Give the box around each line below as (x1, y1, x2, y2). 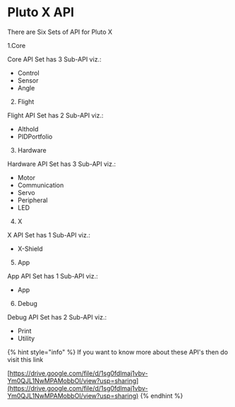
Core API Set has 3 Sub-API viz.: (7, 54, 102, 64)
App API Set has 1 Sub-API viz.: (7, 271, 98, 280)
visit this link (7, 355, 44, 364)
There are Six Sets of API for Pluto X (7, 28, 113, 36)
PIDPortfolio (17, 132, 53, 141)
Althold (17, 124, 39, 133)
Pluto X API (7, 4, 75, 20)
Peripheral (17, 196, 48, 204)
